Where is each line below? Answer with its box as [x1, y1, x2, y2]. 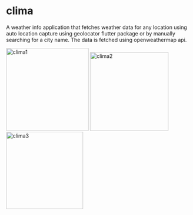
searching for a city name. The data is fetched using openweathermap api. [6, 36, 187, 43]
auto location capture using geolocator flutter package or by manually [6, 30, 175, 37]
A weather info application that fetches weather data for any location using [6, 24, 187, 31]
